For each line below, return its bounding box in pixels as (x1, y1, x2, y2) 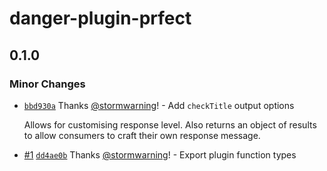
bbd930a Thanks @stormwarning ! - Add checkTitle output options (23, 99, 295, 111)
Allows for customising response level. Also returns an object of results (23, 118, 317, 131)
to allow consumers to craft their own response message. (23, 129, 261, 141)
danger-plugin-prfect (9, 7, 192, 30)
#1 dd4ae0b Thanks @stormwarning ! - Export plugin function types (23, 148, 297, 161)
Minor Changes (9, 77, 86, 91)
